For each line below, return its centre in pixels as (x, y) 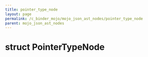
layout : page (18, 14)
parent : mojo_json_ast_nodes (35, 23)
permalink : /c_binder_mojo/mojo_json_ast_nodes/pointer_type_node (74, 19)
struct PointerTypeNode (55, 47)
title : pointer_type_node (31, 9)
